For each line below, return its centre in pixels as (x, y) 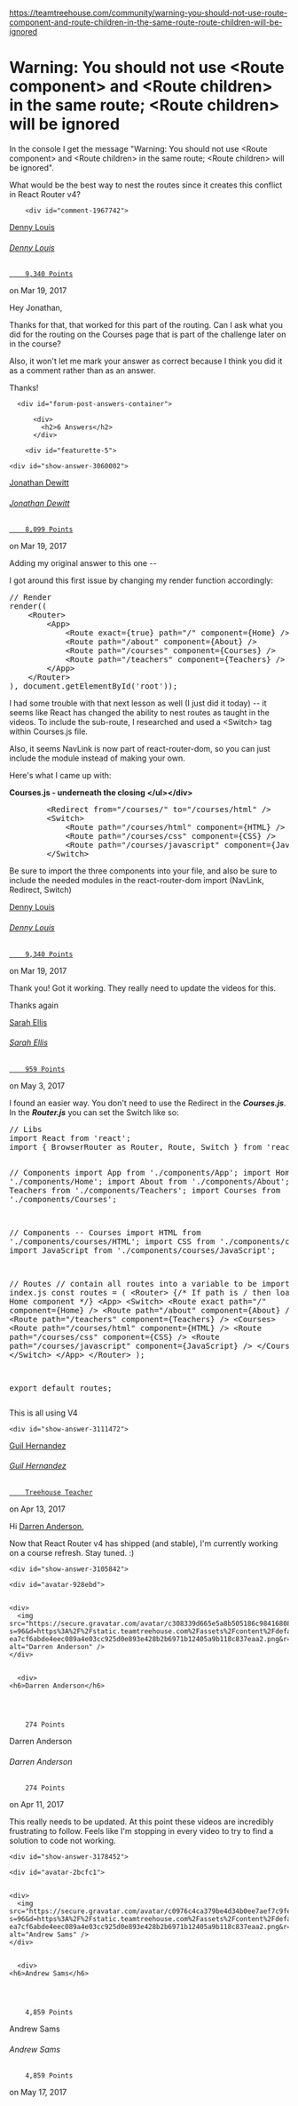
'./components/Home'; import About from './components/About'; (149, 1181)
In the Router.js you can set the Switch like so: (94, 1112)
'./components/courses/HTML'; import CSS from (112, 1241)
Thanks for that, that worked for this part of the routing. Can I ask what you (146, 325)
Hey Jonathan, (36, 308)
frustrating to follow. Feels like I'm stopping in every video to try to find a (141, 1831)
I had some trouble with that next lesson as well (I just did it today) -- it (138, 703)
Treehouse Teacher (59, 1492)
